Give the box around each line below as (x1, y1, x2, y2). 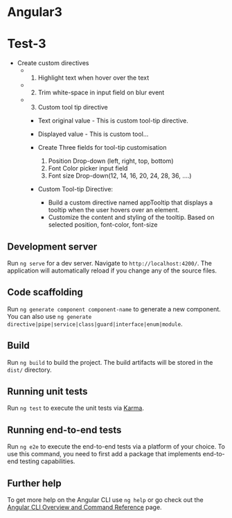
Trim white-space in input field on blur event (37, 88, 165, 97)
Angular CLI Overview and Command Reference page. (7, 503, 162, 511)
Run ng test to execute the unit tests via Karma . (7, 404, 144, 413)
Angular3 (7, 4, 62, 20)
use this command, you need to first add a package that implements (7, 450, 202, 458)
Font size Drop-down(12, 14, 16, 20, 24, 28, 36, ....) (48, 171, 192, 180)
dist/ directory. (7, 365, 52, 374)
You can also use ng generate (7, 312, 92, 320)
